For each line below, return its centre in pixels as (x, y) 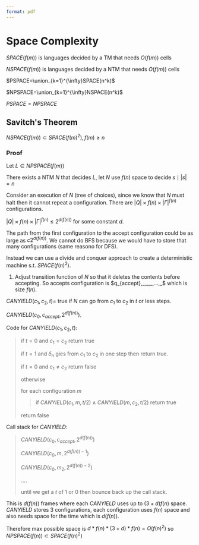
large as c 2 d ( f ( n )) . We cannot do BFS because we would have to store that (96, 240)
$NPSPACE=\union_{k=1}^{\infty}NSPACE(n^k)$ (64, 92)
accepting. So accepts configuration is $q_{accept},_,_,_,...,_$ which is (101, 283)
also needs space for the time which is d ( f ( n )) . (63, 516)
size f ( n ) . (26, 289)
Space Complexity (53, 41)
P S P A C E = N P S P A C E (32, 103)
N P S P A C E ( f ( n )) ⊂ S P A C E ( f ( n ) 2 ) (45, 535)
